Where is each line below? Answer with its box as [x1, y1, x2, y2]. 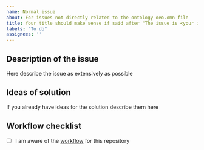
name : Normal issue [6, 8, 56, 15]
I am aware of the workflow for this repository [15, 137, 130, 144]
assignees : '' [6, 31, 42, 37]
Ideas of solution [6, 87, 71, 97]
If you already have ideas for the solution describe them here [6, 103, 159, 111]
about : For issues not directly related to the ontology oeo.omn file [6, 15, 189, 21]
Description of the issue [6, 54, 99, 64]
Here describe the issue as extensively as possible [6, 70, 133, 77]
